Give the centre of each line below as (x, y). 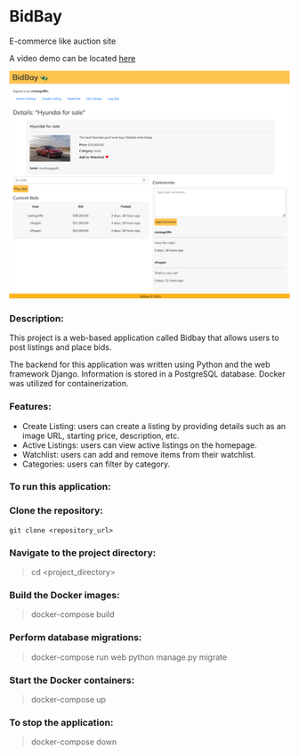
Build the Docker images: (65, 595)
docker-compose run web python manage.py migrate (129, 657)
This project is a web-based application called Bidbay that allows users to (144, 338)
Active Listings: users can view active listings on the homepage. (140, 445)
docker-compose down (74, 742)
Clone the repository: (57, 511)
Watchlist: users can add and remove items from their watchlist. (139, 454)
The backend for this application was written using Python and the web (140, 365)
